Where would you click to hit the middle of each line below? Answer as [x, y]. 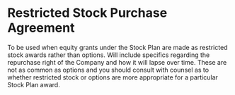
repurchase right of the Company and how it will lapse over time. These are [117, 62]
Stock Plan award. [34, 84]
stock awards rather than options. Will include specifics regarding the [109, 55]
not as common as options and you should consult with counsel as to [108, 70]
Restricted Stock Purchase [87, 13]
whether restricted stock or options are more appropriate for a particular [113, 77]
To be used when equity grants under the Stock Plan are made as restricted [117, 47]
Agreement [41, 28]
